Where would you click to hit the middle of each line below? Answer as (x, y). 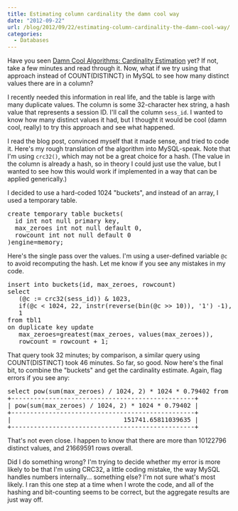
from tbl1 (24, 320)
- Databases (32, 41)
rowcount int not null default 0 (73, 235)
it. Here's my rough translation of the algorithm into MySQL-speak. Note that (119, 149)
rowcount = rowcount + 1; (64, 342)
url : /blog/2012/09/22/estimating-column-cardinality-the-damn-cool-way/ (119, 27)
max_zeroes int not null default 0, (79, 228)
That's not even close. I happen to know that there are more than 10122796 (117, 441)
